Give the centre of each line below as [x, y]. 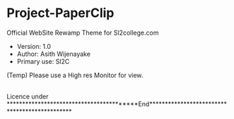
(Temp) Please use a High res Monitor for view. [75, 75]
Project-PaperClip [60, 13]
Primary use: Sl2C [43, 61]
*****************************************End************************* [117, 103]
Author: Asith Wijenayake [54, 54]
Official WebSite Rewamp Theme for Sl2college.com [83, 33]
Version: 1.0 [34, 46]
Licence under [28, 96]
